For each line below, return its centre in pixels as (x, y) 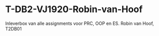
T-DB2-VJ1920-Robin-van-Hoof (74, 9)
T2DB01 (13, 28)
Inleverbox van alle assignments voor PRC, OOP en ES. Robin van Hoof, (80, 23)
